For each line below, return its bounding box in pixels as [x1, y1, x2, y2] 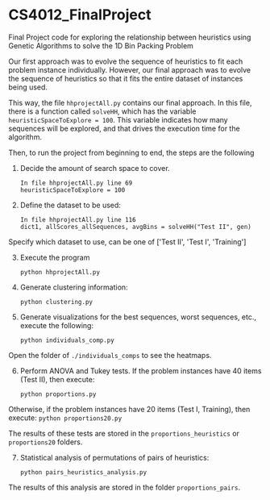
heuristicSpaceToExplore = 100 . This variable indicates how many [8, 115, 228, 124]
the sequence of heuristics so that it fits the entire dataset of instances [8, 73, 243, 83]
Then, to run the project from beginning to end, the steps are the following [8, 148, 255, 157]
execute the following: [19, 320, 94, 330]
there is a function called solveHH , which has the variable [8, 106, 197, 116]
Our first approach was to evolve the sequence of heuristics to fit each [8, 56, 243, 66]
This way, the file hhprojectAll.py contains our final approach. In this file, [8, 98, 252, 107]
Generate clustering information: [19, 282, 128, 292]
